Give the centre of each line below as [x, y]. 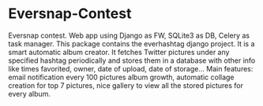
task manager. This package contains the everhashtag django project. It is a [131, 43]
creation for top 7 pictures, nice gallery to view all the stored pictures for [126, 85]
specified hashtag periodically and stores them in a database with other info [132, 60]
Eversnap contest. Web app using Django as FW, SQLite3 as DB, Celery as [129, 35]
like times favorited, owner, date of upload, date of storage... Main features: [131, 68]
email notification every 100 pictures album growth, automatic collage [121, 77]
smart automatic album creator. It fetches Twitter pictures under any [119, 52]
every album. [30, 93]
